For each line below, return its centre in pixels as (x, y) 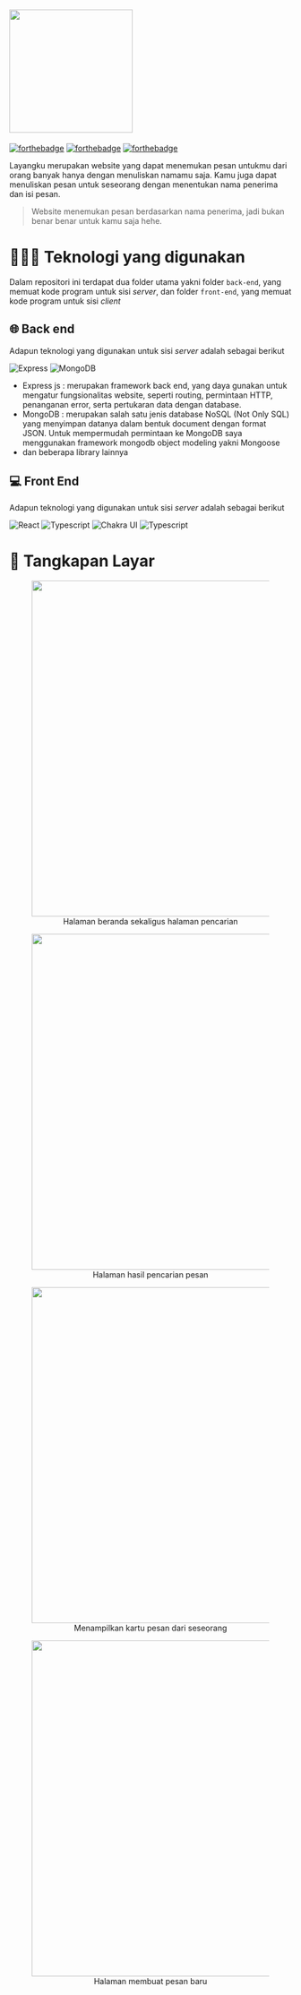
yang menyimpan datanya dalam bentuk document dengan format (144, 423)
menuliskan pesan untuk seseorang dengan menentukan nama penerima (144, 185)
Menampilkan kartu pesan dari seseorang (150, 1628)
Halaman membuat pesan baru (150, 1982)
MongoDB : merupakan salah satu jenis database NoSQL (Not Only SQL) (155, 414)
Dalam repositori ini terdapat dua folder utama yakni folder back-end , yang (146, 281)
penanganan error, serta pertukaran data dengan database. (132, 404)
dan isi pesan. (35, 193)
